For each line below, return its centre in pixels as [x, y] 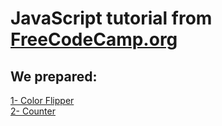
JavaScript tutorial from [111, 18]
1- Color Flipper [42, 100]
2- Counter [33, 111]
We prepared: [54, 76]
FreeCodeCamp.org [94, 39]
